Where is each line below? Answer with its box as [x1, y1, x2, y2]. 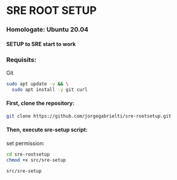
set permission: [6, 140, 45, 147]
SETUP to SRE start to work [6, 40, 76, 47]
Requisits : [6, 55, 37, 64]
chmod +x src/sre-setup [6, 157, 66, 163]
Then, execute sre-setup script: [6, 126, 88, 133]
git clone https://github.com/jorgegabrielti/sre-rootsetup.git [6, 113, 172, 119]
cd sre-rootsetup [6, 152, 50, 158]
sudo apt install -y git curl [11, 86, 88, 93]
